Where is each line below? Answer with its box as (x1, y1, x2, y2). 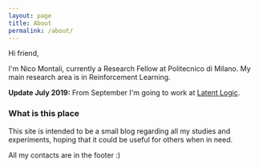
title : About (8, 19, 52, 27)
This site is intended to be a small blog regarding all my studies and (8, 126, 231, 136)
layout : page (8, 11, 52, 20)
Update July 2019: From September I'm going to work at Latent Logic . (8, 88, 241, 98)
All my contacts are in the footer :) (8, 150, 121, 160)
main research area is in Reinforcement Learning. (8, 73, 171, 82)
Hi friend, (8, 49, 39, 58)
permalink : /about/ (8, 26, 74, 34)
